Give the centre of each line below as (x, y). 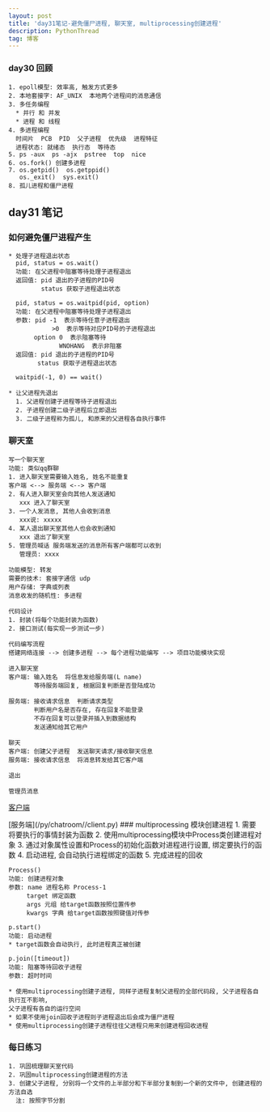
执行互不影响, (28, 1000)
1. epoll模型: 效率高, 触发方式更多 (63, 87)
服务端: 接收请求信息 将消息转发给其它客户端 (76, 760)
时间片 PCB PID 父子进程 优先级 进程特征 (87, 138)
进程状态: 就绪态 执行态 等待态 (65, 147)
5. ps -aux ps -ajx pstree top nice (78, 154)
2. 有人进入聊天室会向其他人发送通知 (62, 494)
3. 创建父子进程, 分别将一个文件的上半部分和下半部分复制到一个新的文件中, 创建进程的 (135, 1083)
